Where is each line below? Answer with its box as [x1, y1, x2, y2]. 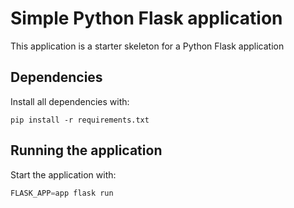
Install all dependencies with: [10, 95, 130, 107]
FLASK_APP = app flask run [10, 188, 114, 198]
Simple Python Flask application [10, 7, 283, 30]
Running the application [10, 142, 163, 159]
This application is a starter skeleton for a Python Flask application [10, 40, 285, 52]
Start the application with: [10, 168, 117, 181]
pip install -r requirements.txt [10, 115, 150, 125]
